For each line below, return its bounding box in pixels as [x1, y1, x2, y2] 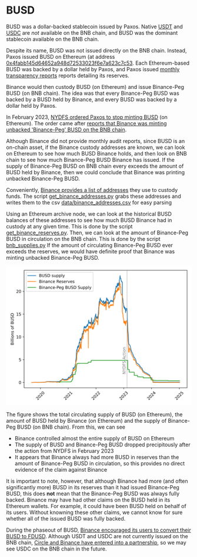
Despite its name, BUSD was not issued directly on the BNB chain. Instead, [6, 47, 187, 54]
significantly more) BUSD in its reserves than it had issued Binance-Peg [6, 483, 179, 490]
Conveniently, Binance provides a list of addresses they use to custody [6, 186, 178, 193]
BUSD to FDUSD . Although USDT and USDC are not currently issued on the [6, 532, 188, 539]
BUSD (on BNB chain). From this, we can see [16, 423, 125, 430]
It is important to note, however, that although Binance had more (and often [6, 478, 188, 485]
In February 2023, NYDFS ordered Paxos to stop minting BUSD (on [6, 113, 168, 121]
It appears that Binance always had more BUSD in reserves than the [14, 453, 179, 460]
